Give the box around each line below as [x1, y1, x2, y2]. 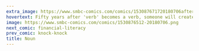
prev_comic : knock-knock [6, 30, 68, 36]
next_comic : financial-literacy [6, 25, 86, 31]
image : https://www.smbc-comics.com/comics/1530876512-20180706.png [6, 19, 179, 25]
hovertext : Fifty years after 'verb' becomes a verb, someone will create [6, 14, 195, 20]
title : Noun [6, 36, 36, 42]
